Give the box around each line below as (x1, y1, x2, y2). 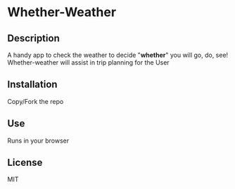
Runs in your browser (7, 136, 69, 145)
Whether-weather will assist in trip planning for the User (7, 58, 170, 67)
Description (7, 32, 60, 44)
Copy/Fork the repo (7, 97, 64, 105)
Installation (7, 79, 58, 91)
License (7, 157, 43, 169)
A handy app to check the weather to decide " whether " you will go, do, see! (7, 51, 229, 59)
